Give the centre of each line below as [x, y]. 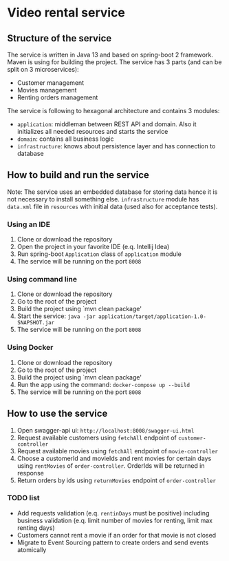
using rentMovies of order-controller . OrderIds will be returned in [111, 465]
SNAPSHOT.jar [36, 323]
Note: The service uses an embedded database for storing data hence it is [112, 192]
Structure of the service [59, 38]
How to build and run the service [78, 175]
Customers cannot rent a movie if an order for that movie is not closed [117, 535]
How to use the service [57, 414]
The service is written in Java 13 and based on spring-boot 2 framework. [110, 55]
